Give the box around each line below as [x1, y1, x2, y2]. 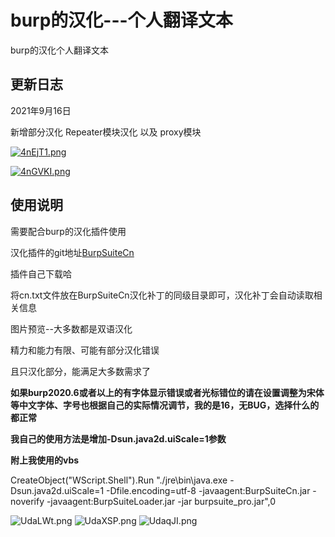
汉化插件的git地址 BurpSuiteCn [10, 246, 135, 258]
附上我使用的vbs [10, 454, 80, 466]
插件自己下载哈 [10, 267, 72, 280]
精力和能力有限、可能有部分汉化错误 [10, 344, 160, 356]
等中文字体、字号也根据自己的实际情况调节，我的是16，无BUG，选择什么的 [10, 399, 320, 411]
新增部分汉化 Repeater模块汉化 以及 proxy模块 [10, 126, 202, 138]
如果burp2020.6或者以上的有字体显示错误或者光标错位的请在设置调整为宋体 [10, 386, 325, 398]
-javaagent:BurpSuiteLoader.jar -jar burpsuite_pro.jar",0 [46, 495, 277, 507]
